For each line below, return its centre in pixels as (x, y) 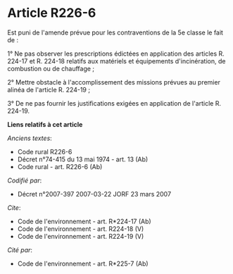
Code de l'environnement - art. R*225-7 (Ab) (83, 263)
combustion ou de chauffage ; (51, 68)
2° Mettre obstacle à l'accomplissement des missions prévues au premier (114, 82)
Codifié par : (25, 180)
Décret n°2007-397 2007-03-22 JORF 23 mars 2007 (94, 194)
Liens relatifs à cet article (45, 124)
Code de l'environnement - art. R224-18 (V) (81, 229)
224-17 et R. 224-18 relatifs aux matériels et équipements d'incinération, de (116, 61)
